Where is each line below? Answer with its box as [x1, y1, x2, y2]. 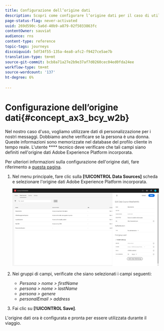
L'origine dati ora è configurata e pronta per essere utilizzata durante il [5, 315, 147, 321]
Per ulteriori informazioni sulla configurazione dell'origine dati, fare [5, 159, 140, 165]
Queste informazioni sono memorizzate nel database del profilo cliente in [5, 139, 152, 144]
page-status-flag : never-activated [5, 18, 78, 23]
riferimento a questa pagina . [5, 164, 62, 170]
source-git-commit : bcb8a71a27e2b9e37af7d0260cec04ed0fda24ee [5, 59, 134, 65]
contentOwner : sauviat [5, 28, 51, 34]
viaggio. [5, 320, 21, 326]
